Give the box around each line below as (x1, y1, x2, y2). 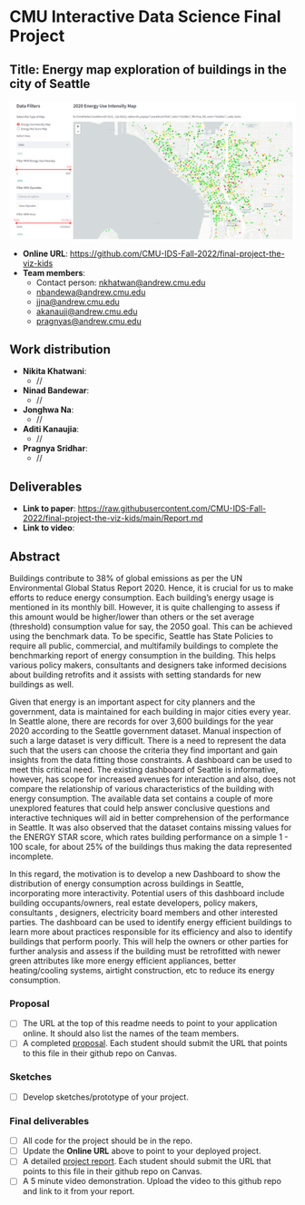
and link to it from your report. (22, 1186, 135, 1197)
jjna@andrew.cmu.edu (35, 296, 120, 307)
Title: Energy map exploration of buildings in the (9, 62, 288, 77)
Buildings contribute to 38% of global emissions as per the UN (9, 573, 243, 584)
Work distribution (9, 342, 112, 358)
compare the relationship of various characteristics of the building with (9, 784, 274, 795)
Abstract (9, 548, 61, 564)
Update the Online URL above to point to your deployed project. (22, 1146, 261, 1157)
